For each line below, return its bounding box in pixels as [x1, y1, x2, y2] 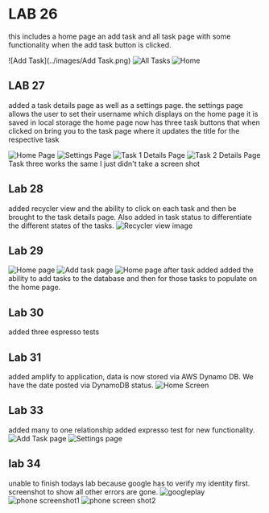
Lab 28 [8, 182, 44, 196]
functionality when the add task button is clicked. [8, 39, 172, 49]
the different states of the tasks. [8, 221, 114, 230]
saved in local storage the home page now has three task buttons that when [8, 118, 260, 127]
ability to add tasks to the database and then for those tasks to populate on [8, 274, 258, 283]
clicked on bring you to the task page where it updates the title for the [8, 126, 240, 135]
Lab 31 [8, 350, 42, 364]
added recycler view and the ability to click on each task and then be [8, 203, 237, 213]
